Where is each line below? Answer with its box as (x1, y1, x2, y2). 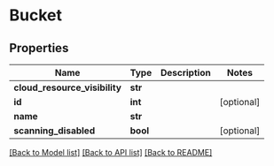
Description (160, 67, 211, 79)
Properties (9, 41, 69, 56)
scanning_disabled (13, 124, 96, 137)
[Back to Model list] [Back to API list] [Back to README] (9, 147, 213, 157)
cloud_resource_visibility (13, 81, 122, 94)
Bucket (9, 5, 62, 26)
